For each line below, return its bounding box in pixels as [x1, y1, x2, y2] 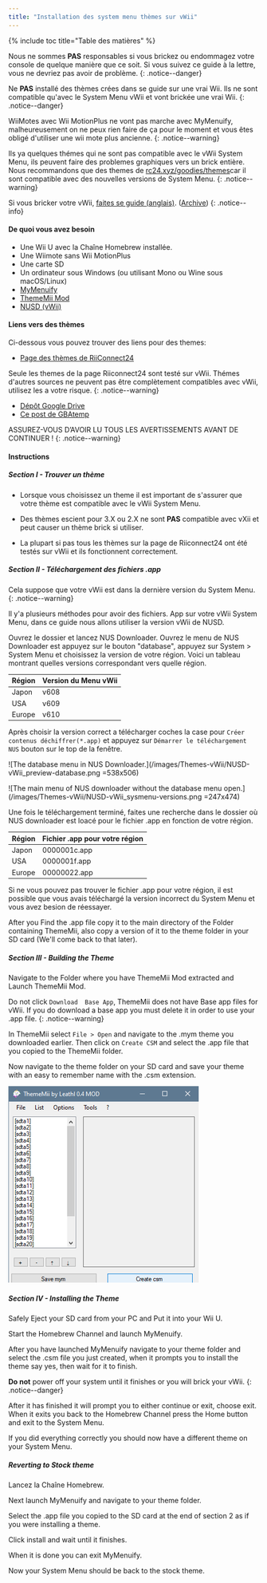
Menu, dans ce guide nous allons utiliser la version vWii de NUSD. [8, 617, 225, 626]
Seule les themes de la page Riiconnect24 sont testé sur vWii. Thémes [8, 369, 241, 378]
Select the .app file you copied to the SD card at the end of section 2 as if [8, 1510, 249, 1520]
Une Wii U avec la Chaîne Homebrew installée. [19, 242, 173, 251]
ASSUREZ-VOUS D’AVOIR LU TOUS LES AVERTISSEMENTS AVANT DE [8, 425, 239, 435]
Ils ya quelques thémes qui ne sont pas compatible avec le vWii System [8, 148, 243, 158]
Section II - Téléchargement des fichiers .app [8, 565, 162, 574]
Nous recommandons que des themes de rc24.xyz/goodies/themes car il [8, 165, 246, 175]
